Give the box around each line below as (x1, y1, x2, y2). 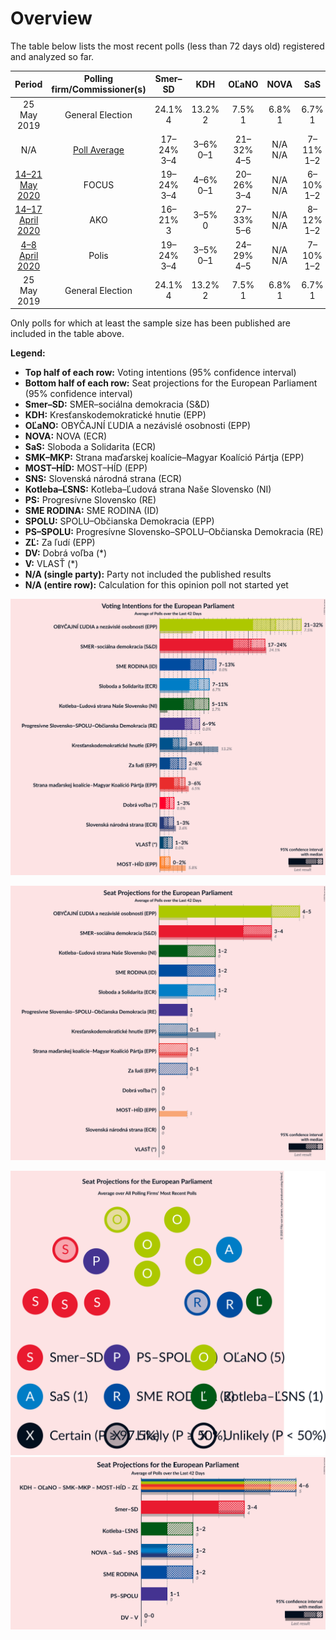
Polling (83, 73, 114, 85)
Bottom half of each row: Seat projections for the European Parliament (24, 377, 318, 389)
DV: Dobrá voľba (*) (24, 547, 108, 559)
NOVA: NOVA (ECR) (24, 430, 108, 442)
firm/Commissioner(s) (51, 83, 147, 96)
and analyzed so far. (10, 50, 95, 62)
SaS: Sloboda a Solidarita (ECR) (24, 441, 157, 453)
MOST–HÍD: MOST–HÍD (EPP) (24, 462, 148, 474)
